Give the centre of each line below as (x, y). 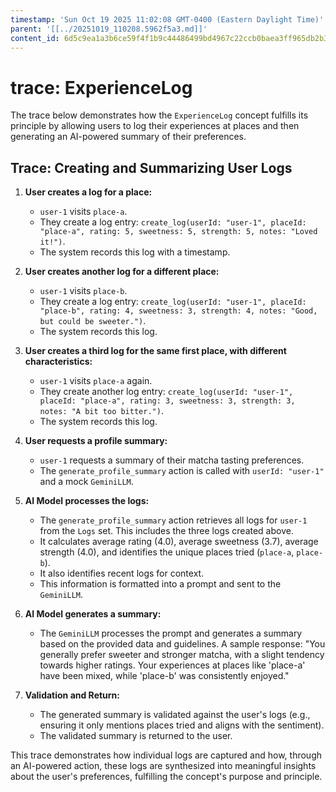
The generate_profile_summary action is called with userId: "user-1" (182, 471)
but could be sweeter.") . (93, 321)
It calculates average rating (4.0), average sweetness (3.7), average (179, 542)
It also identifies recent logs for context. (122, 573)
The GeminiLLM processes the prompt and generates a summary (171, 633)
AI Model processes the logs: (87, 501)
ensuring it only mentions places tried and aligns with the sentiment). (182, 725)
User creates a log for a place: (88, 192)
